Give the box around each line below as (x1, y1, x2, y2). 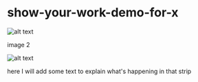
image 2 (7, 40, 30, 49)
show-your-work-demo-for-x (7, 5, 179, 20)
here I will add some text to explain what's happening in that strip (7, 67, 192, 75)
